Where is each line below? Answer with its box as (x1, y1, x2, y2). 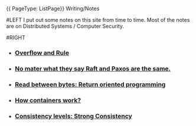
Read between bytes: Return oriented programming (14, 80, 166, 88)
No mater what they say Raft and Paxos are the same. (14, 64, 171, 72)
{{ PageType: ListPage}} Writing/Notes (6, 5, 100, 12)
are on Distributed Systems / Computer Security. (6, 23, 125, 29)
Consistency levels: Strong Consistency (14, 112, 133, 120)
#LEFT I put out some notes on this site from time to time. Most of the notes (6, 16, 190, 23)
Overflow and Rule (14, 48, 70, 57)
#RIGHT (6, 34, 25, 41)
